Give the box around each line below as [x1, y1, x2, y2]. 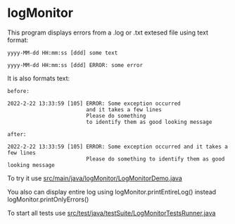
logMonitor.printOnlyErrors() [7, 195, 89, 204]
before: [7, 87, 30, 94]
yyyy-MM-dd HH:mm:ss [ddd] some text [7, 49, 118, 56]
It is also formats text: [7, 74, 70, 82]
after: [7, 130, 27, 138]
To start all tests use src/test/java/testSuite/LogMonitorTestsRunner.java [7, 209, 216, 217]
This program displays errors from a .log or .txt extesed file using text [7, 28, 209, 37]
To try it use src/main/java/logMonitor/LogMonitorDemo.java [7, 174, 183, 182]
